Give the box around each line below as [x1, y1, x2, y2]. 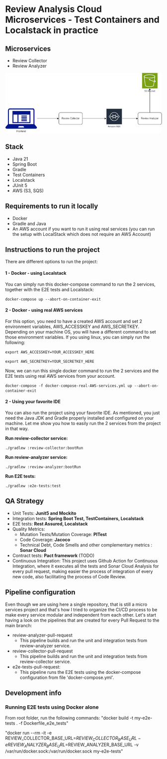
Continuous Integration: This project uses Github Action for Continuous [12, 557, 158, 563]
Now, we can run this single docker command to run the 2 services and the [5, 367, 159, 374]
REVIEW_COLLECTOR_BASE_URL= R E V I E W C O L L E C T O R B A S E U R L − [5, 735, 141, 743]
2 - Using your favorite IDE [5, 399, 61, 405]
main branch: [5, 622, 32, 628]
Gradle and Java [12, 220, 46, 226]
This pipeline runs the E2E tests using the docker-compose [19, 669, 141, 675]
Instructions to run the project [5, 245, 100, 254]
